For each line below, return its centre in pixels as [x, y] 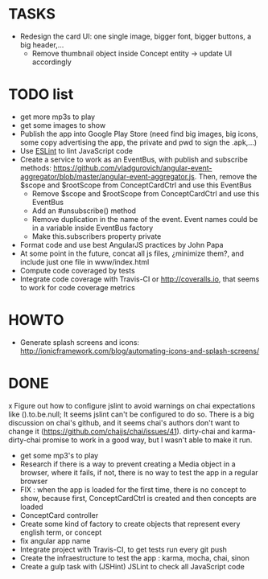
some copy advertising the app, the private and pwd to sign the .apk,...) [138, 142]
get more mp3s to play [57, 117]
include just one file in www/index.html [85, 261]
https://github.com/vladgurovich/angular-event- [133, 168]
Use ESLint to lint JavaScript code [76, 150]
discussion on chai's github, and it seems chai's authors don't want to [124, 422]
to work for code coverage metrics [77, 287]
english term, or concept [61, 532]
